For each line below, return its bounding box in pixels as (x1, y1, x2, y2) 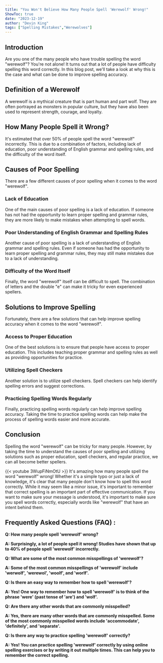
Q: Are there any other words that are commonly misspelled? (5, 603, 130, 609)
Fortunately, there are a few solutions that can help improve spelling (5, 316, 141, 322)
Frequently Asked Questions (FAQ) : (5, 518, 116, 527)
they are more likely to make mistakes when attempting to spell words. (5, 217, 146, 222)
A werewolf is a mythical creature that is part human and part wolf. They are (5, 98, 157, 104)
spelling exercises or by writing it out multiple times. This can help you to (5, 647, 155, 653)
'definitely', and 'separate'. (5, 623, 61, 629)
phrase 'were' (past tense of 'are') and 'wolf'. (5, 594, 98, 600)
